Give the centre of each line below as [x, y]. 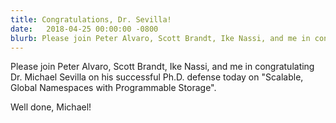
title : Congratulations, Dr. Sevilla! [91, 19]
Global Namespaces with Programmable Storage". [113, 88]
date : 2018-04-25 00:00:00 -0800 [84, 29]
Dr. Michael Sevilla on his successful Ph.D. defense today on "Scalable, [157, 77]
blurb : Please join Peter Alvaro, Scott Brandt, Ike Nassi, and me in [160, 38]
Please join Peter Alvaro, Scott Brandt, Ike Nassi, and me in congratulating [162, 67]
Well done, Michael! [51, 107]
